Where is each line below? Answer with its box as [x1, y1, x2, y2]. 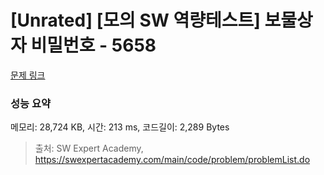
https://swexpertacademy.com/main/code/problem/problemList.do [34, 154, 311, 166]
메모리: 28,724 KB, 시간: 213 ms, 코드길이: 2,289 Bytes [10, 121, 230, 133]
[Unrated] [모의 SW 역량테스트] [10, 9, 261, 32]
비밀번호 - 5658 [30, 34, 157, 57]
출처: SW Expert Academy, [34, 142, 144, 155]
